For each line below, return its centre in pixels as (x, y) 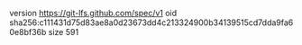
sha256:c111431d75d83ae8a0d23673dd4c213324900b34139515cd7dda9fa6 (151, 22)
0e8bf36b (28, 32)
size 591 (64, 32)
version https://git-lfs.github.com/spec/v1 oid (93, 13)
